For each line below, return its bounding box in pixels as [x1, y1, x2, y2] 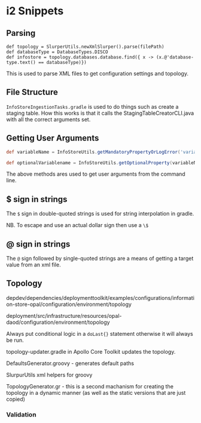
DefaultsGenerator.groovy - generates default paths [6, 360, 135, 367]
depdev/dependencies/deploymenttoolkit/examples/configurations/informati [6, 294, 194, 301]
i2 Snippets [6, 4, 64, 18]
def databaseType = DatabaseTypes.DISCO [6, 49, 109, 55]
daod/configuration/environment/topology [6, 318, 110, 326]
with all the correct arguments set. [6, 115, 91, 123]
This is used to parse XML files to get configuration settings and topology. [6, 70, 188, 77]
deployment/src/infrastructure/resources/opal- [6, 312, 122, 319]
